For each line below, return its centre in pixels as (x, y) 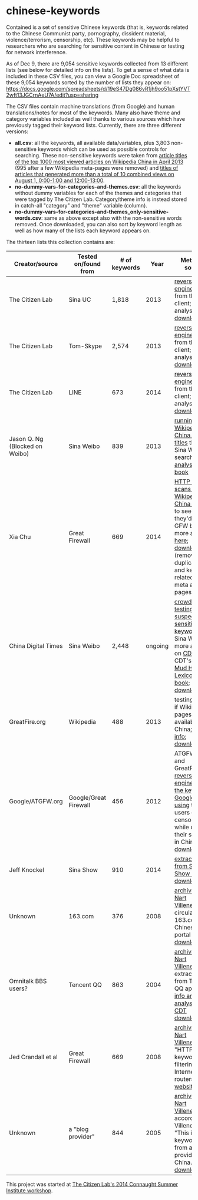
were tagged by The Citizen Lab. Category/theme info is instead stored (101, 199)
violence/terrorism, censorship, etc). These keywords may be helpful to (93, 39)
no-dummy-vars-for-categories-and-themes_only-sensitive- (92, 212)
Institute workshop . (29, 1190)
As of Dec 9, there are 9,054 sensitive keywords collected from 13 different (97, 64)
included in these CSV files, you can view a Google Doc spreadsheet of (93, 76)
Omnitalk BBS (28, 981)
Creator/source (36, 263)
